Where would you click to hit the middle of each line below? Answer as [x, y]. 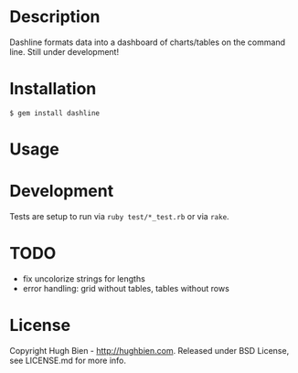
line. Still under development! [64, 51]
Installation [53, 89]
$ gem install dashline [55, 113]
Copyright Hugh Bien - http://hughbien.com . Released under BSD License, [149, 350]
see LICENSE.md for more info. [68, 360]
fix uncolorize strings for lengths [84, 278]
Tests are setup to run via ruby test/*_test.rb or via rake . [120, 216]
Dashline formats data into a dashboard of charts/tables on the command [148, 42]
